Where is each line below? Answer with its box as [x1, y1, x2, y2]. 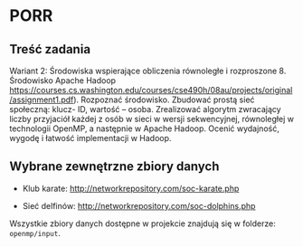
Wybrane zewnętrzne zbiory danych [9, 159, 220, 175]
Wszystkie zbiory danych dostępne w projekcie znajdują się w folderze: [9, 218, 276, 229]
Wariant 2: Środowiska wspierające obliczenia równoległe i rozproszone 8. [9, 65, 287, 76]
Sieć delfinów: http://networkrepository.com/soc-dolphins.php [22, 200, 256, 211]
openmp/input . [9, 227, 61, 238]
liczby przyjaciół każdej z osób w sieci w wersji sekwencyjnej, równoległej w [9, 114, 294, 124]
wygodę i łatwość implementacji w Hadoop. [9, 133, 172, 143]
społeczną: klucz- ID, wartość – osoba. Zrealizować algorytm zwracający [9, 104, 282, 114]
